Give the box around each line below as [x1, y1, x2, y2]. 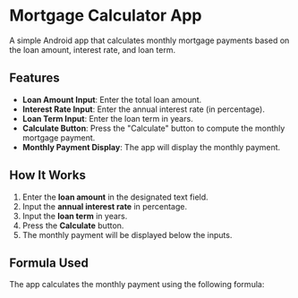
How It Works [9, 167, 87, 183]
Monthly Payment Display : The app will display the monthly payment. [21, 141, 281, 152]
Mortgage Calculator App [9, 5, 202, 26]
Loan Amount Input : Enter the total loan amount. [21, 94, 202, 105]
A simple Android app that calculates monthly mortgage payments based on [9, 35, 290, 46]
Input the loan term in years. [21, 210, 128, 221]
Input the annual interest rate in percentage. [21, 200, 188, 211]
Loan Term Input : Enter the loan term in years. [21, 113, 194, 123]
